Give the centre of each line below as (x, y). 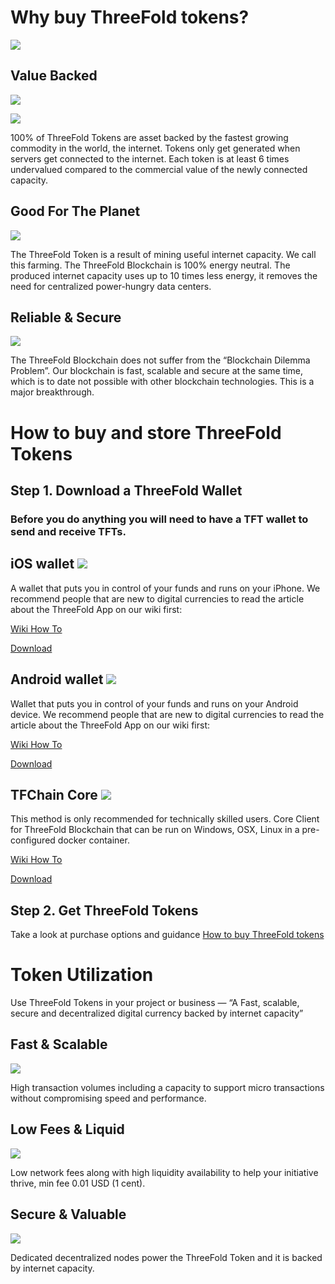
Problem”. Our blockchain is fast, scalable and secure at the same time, (157, 371)
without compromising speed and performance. (108, 1098)
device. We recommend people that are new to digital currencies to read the (167, 714)
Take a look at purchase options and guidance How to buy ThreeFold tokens (167, 935)
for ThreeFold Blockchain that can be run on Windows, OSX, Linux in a (155, 830)
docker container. (93, 840)
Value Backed (54, 76)
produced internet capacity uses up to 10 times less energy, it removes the (164, 275)
